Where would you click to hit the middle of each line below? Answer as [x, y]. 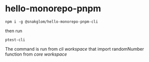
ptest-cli [15, 40]
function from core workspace [36, 54]
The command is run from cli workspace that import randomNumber [74, 49]
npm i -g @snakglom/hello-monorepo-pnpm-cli [52, 22]
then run [14, 31]
